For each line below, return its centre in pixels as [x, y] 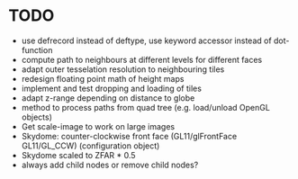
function [37, 49]
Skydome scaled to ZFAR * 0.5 [78, 155]
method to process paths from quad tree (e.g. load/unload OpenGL [146, 107]
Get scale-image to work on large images [98, 126]
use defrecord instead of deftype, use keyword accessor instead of [146, 40]
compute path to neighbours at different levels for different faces [142, 59]
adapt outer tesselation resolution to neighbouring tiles [123, 69]
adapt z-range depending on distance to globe [108, 98]
